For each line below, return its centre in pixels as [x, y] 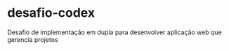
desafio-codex [51, 13]
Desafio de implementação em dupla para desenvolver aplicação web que [115, 32]
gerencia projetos [33, 39]
